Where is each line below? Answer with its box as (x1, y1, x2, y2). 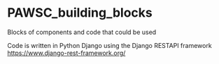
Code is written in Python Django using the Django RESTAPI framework (7, 41, 212, 49)
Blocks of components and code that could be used (7, 28, 157, 36)
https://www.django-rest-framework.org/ (7, 49, 126, 57)
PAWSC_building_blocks (7, 5, 153, 21)
